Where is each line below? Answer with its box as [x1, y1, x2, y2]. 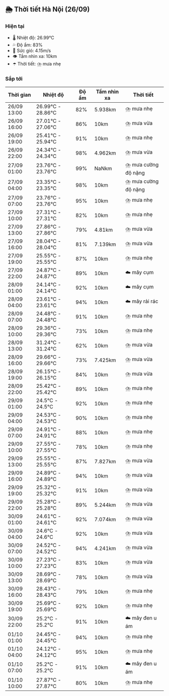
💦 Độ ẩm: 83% [12, 42, 43, 48]
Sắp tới [5, 75, 23, 82]
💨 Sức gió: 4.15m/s [12, 47, 51, 53]
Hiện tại [5, 23, 25, 30]
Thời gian [8, 91, 31, 98]
